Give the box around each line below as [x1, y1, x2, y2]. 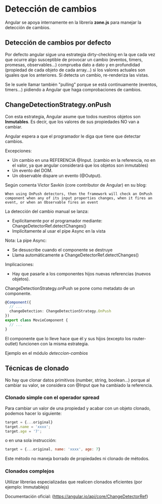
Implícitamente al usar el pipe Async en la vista [12, 228, 106, 234]
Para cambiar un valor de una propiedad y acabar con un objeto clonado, [5, 405, 151, 411]
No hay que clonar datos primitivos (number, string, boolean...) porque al [5, 377, 150, 383]
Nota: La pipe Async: [5, 237, 47, 243]
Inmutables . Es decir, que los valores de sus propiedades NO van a [5, 119, 139, 125]
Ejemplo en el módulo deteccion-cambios [5, 350, 88, 356]
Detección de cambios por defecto [5, 39, 111, 47]
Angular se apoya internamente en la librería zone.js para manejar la [5, 19, 142, 25]
